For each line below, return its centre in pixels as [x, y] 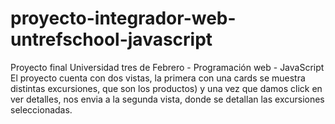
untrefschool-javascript [111, 39]
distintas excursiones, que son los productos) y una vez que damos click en [166, 88]
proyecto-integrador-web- [123, 18]
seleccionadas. [41, 109]
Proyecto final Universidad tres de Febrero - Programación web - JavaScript [167, 67]
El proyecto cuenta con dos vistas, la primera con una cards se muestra [158, 78]
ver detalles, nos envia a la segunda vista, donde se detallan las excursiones [167, 99]
